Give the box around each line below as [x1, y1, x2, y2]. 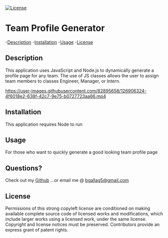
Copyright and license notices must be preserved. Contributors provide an [5, 221, 160, 227]
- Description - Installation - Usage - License [5, 39, 93, 45]
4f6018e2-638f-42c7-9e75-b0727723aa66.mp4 [5, 93, 106, 99]
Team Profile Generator [5, 23, 105, 34]
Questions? [5, 164, 42, 172]
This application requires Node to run [5, 121, 83, 127]
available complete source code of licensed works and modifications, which [5, 211, 163, 217]
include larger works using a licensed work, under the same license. [5, 216, 147, 222]
